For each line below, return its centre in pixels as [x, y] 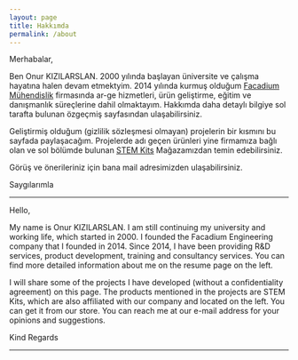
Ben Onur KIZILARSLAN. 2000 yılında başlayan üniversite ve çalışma [134, 76]
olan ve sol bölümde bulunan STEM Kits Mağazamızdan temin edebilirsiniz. [146, 150]
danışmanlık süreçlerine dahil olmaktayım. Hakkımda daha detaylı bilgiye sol [148, 105]
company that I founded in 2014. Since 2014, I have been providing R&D [140, 246]
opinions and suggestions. [58, 320]
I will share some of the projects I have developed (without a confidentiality [146, 283]
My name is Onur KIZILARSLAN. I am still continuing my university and [137, 228]
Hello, [20, 211]
